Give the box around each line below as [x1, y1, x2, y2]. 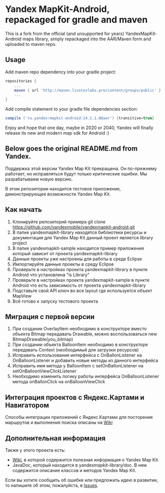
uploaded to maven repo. [5, 41, 57, 47]
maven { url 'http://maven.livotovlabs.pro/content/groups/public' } [14, 88, 162, 93]
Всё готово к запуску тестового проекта [12, 298, 98, 304]
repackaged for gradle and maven [5, 14, 148, 25]
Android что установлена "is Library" [12, 272, 90, 278]
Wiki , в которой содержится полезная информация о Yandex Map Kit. [12, 457, 160, 463]
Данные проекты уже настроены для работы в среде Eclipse [12, 256, 143, 262]
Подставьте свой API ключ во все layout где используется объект [12, 288, 153, 294]
